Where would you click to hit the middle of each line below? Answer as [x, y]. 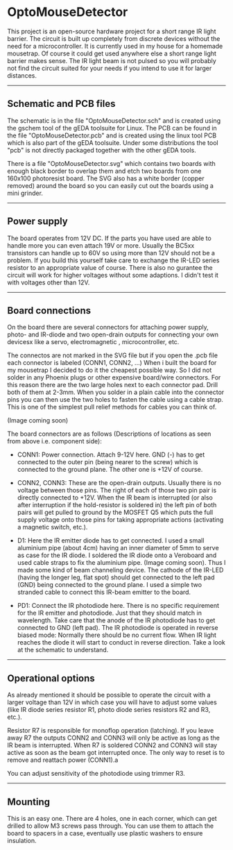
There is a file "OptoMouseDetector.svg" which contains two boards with [112, 163]
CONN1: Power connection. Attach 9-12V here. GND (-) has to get [111, 454]
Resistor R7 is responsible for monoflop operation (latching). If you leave [111, 731]
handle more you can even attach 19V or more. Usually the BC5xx [101, 245]
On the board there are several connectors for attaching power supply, [108, 328]
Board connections [49, 311]
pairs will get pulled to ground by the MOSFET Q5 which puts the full [115, 512]
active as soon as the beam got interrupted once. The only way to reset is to [116, 753]
